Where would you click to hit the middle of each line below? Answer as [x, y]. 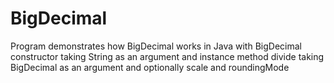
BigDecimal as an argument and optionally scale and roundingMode [150, 67]
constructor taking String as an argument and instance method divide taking [167, 56]
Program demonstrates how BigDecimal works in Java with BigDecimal [156, 46]
